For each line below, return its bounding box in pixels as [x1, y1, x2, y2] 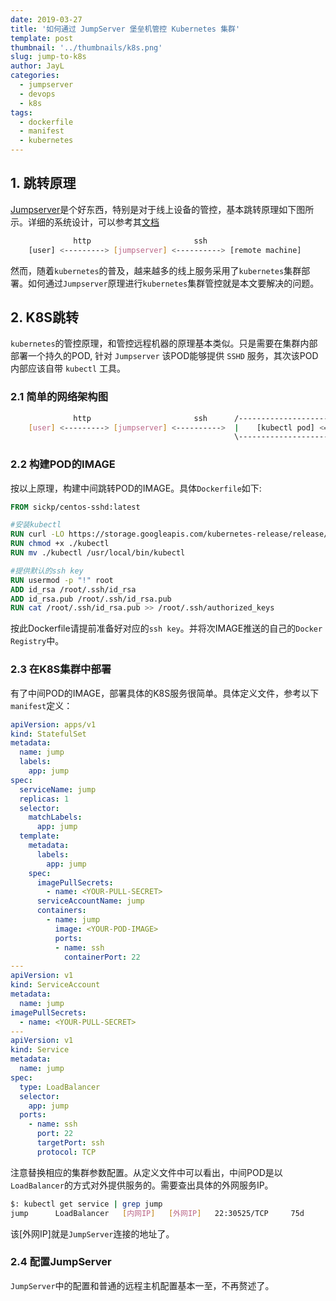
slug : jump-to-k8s [10, 52, 87, 62]
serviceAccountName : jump [36, 896, 145, 906]
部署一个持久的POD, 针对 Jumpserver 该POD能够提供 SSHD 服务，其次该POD [10, 350, 319, 362]
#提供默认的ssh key [10, 566, 84, 576]
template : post [10, 33, 74, 43]
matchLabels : [28, 812, 83, 823]
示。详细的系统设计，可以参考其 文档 [10, 216, 160, 228]
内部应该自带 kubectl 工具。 [10, 362, 126, 375]
